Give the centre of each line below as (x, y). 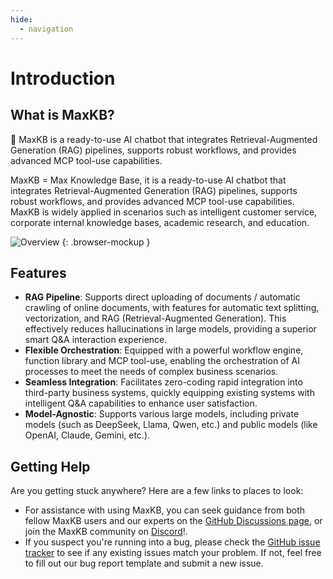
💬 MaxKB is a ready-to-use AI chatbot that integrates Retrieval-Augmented (164, 139)
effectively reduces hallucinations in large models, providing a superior (170, 329)
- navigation (46, 29)
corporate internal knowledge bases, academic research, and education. (160, 222)
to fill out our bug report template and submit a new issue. (144, 563)
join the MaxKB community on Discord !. (106, 532)
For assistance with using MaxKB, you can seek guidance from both (165, 510)
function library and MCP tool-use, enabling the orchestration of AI (162, 361)
